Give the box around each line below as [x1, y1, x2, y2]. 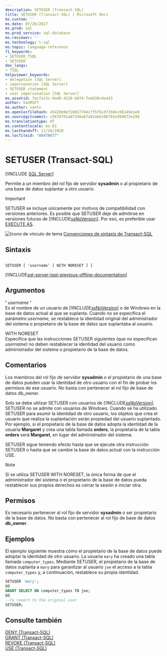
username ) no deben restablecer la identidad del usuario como [5, 341, 135, 347]
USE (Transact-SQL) [5, 645, 47, 651]
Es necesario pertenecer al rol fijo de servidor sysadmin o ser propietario [5, 509, 156, 515]
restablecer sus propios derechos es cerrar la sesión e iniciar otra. [5, 482, 142, 488]
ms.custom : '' [5, 16, 35, 21]
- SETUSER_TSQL [5, 53, 37, 59]
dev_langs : [5, 63, 28, 68]
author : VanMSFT [5, 100, 39, 105]
